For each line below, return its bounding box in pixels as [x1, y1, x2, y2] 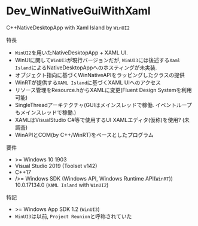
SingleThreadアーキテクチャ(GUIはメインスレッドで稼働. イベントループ [14, 101, 193, 108]
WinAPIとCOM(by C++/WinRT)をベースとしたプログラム [14, 131, 154, 138]
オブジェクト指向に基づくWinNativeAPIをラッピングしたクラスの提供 [14, 71, 185, 78]
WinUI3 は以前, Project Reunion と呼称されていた [14, 212, 132, 219]
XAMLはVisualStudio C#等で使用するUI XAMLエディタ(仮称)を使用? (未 [14, 116, 190, 123]
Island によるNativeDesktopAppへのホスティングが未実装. [14, 64, 157, 71]
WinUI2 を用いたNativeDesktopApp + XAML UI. [14, 49, 129, 56]
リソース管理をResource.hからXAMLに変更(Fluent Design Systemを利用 [14, 86, 193, 93]
